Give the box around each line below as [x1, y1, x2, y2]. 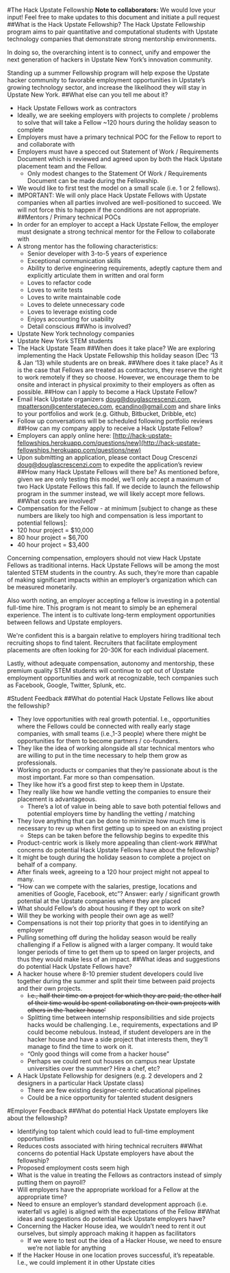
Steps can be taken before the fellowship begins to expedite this [27, 832, 209, 839]
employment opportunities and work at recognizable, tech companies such [7, 674, 219, 682]
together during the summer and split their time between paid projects [16, 977, 216, 985]
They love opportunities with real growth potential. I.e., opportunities [16, 715, 211, 723]
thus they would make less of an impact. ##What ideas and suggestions [16, 955, 220, 963]
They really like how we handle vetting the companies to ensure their [16, 788, 212, 795]
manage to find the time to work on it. [27, 1043, 133, 1050]
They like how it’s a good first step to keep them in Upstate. [16, 780, 185, 789]
